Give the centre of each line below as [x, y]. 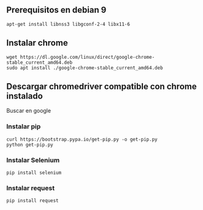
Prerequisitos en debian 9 [56, 10]
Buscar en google [29, 111]
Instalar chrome [37, 43]
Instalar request [31, 188]
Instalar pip [24, 127]
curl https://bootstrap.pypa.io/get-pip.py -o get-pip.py [82, 139]
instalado [25, 96]
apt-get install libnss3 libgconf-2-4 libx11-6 [68, 24]
